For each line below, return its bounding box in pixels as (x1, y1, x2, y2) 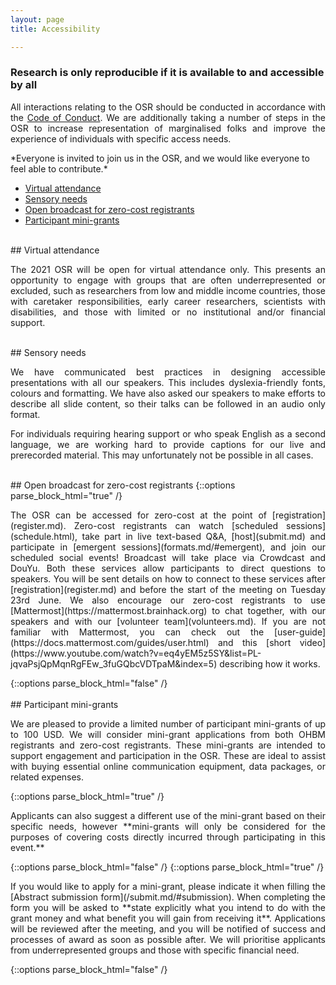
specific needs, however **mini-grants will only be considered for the (10, 820, 326, 832)
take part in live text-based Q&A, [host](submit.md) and (81, 530, 326, 542)
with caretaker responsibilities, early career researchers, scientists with (10, 295, 326, 307)
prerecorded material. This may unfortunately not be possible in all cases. (10, 449, 314, 461)
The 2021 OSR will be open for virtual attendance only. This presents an (10, 263, 326, 275)
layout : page (10, 14, 65, 25)
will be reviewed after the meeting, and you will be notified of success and (10, 922, 326, 935)
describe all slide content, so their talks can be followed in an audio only (10, 397, 326, 410)
